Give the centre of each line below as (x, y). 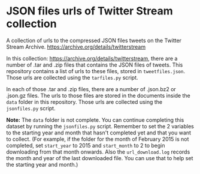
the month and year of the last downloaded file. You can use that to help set (100, 158)
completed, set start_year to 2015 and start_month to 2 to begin (86, 145)
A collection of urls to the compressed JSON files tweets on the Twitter (94, 40)
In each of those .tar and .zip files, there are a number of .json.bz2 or (91, 89)
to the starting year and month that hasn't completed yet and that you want (99, 133)
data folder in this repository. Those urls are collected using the (84, 102)
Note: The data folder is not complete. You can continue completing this (95, 120)
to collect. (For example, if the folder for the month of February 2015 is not (98, 139)
